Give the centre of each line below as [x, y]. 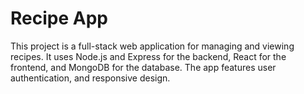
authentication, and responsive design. [90, 78]
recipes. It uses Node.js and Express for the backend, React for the [148, 56]
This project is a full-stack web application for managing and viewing [152, 46]
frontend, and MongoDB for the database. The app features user [143, 67]
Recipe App [59, 18]
